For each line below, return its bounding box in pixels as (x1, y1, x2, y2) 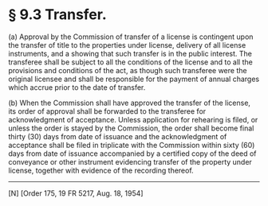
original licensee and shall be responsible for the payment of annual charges (8, 74, 260, 84)
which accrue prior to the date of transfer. (8, 82, 146, 92)
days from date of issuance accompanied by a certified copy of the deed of (8, 149, 257, 158)
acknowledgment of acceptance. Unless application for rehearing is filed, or (8, 115, 258, 124)
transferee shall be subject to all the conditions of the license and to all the (8, 57, 253, 67)
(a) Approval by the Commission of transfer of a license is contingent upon (8, 32, 254, 41)
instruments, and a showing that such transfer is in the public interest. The (8, 49, 253, 58)
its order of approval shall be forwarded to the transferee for (8, 106, 207, 116)
